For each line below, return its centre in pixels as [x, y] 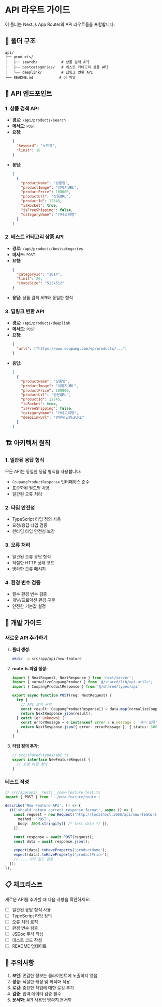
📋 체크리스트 [24, 884]
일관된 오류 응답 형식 [31, 557]
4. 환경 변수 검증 [23, 582]
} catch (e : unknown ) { [40, 718]
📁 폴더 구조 [21, 41]
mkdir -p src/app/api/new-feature [47, 659]
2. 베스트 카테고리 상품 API [34, 237]
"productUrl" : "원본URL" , [46, 395]
